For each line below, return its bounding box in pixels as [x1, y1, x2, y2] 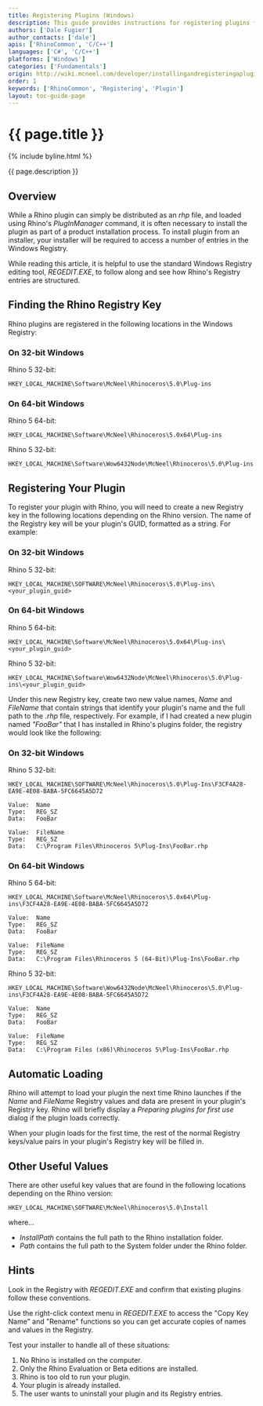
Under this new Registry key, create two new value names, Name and [8, 694, 232, 703]
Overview [8, 189, 57, 203]
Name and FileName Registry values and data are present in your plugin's [8, 1097, 247, 1106]
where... [8, 1218, 35, 1227]
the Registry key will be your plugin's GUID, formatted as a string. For [8, 519, 231, 528]
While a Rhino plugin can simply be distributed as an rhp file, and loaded [8, 210, 242, 220]
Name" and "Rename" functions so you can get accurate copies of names [8, 1317, 247, 1326]
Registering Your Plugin [8, 481, 126, 495]
